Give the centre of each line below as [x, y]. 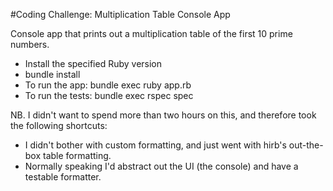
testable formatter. [63, 177]
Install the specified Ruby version [93, 63]
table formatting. [77, 155]
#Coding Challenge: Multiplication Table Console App [120, 14]
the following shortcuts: [59, 125]
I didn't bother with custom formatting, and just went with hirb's [155, 145]
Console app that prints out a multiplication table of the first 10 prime [151, 33]
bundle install [52, 74]
